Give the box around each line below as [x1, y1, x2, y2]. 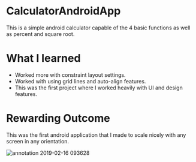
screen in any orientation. [6, 137, 70, 145]
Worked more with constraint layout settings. [14, 71, 126, 79]
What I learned [6, 52, 81, 65]
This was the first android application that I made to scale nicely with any [6, 131, 186, 139]
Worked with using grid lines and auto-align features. [14, 77, 146, 85]
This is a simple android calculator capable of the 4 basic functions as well [6, 24, 191, 31]
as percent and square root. [6, 30, 75, 37]
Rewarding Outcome [6, 112, 110, 125]
